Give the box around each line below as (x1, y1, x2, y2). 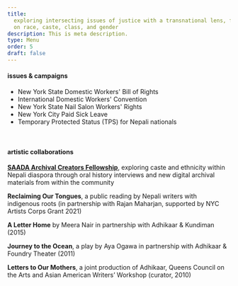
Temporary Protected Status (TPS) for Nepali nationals (17, 118, 177, 126)
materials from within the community (7, 178, 115, 187)
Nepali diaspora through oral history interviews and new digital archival (7, 171, 215, 179)
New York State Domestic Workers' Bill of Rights (17, 88, 159, 96)
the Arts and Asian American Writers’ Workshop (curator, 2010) (7, 270, 191, 280)
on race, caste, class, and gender (13, 23, 119, 30)
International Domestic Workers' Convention (17, 95, 147, 103)
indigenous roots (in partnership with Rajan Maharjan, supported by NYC (7, 200, 220, 208)
